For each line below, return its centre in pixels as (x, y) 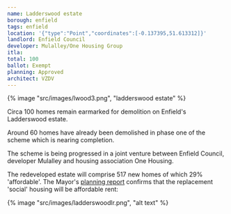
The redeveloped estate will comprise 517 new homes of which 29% (105, 174)
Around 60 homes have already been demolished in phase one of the (106, 132)
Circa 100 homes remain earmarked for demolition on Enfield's (97, 112)
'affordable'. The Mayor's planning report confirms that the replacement (110, 182)
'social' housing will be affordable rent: (63, 190)
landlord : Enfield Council (46, 40)
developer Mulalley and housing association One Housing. (90, 161)
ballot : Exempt (29, 66)
